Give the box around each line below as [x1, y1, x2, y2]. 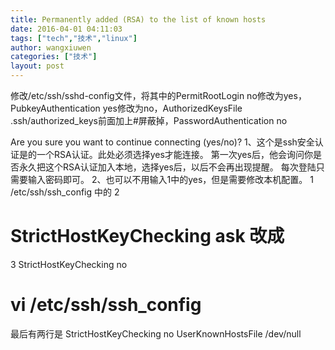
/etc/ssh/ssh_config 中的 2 [10, 186, 120, 198]
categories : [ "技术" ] [10, 52, 98, 62]
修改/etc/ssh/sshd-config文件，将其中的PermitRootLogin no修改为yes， [10, 90, 307, 101]
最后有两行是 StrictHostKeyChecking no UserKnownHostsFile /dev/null [10, 327, 302, 340]
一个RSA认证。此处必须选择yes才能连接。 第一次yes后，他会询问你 [36, 149, 313, 160]
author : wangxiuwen [10, 42, 92, 53]
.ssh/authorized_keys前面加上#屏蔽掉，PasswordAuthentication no [10, 115, 288, 126]
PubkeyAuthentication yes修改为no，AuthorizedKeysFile [10, 102, 243, 114]
